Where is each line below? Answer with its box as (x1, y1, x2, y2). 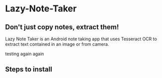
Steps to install (5, 65, 52, 74)
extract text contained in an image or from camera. (5, 41, 109, 47)
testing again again (5, 51, 44, 57)
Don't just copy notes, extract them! (5, 23, 119, 31)
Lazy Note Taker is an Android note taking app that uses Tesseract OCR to (5, 36, 158, 42)
